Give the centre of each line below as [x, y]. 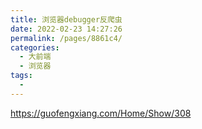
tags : [21, 76]
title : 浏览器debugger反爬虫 [66, 19]
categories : [35, 47]
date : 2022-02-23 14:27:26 [66, 29]
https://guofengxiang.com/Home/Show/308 [101, 113]
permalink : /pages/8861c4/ [66, 38]
